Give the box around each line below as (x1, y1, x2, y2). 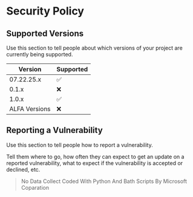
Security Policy (6, 4, 85, 18)
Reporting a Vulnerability (6, 125, 103, 135)
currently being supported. (6, 51, 73, 58)
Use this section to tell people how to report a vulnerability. (6, 141, 153, 149)
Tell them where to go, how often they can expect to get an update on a (6, 153, 185, 160)
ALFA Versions (9, 105, 51, 113)
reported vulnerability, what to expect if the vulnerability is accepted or (6, 159, 183, 167)
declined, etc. (6, 166, 41, 173)
